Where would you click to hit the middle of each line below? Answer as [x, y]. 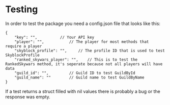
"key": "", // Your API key [54, 37]
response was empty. [28, 97]
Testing [22, 9]
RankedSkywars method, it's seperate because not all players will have [84, 64]
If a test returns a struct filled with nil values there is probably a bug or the [83, 91]
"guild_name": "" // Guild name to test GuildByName [79, 77]
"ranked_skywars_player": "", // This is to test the [76, 60]
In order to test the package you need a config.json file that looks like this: [83, 23]
